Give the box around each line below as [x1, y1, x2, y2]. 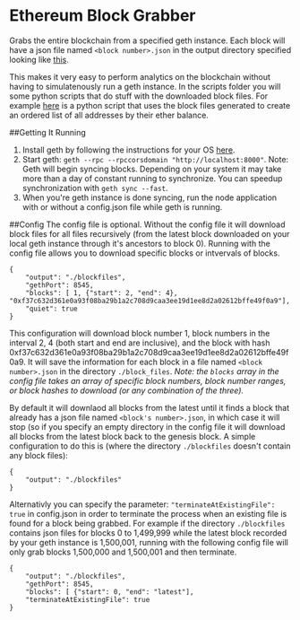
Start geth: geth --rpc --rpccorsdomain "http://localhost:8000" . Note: [21, 153, 289, 164]
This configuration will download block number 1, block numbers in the [9, 327, 270, 338]
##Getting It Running [9, 127, 87, 137]
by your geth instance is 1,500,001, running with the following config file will [9, 537, 288, 547]
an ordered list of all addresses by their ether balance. [9, 109, 209, 120]
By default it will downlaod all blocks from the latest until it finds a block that [9, 402, 290, 413]
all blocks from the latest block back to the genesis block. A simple [9, 431, 256, 441]
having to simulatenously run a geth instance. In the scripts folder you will [9, 81, 281, 92]
